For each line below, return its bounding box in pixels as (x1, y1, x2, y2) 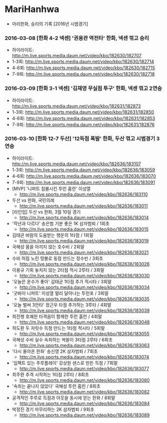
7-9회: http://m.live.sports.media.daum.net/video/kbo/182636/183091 (12, 179, 155, 185)
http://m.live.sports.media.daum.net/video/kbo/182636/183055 (19, 331, 150, 337)
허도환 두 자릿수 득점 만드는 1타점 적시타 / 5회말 (12, 325, 105, 331)
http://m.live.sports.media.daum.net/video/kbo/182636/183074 (19, 354, 149, 360)
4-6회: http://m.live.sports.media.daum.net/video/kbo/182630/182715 (12, 65, 155, 71)
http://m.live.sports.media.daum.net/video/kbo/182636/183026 (19, 261, 150, 267)
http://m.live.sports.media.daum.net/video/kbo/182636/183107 (12, 161, 141, 167)
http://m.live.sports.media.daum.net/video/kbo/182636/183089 (19, 412, 150, 418)
